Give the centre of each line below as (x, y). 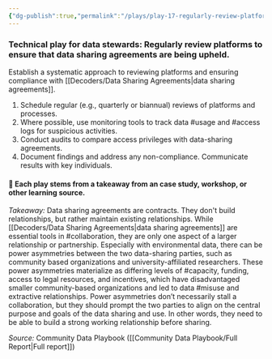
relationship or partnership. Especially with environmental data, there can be (136, 245)
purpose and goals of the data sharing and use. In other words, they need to (136, 314)
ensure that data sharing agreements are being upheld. (119, 54)
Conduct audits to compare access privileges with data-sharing (126, 139)
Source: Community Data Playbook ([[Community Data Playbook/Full (123, 338)
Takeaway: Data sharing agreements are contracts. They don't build (122, 211)
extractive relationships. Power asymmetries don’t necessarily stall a (123, 297)
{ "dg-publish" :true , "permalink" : (65, 16)
